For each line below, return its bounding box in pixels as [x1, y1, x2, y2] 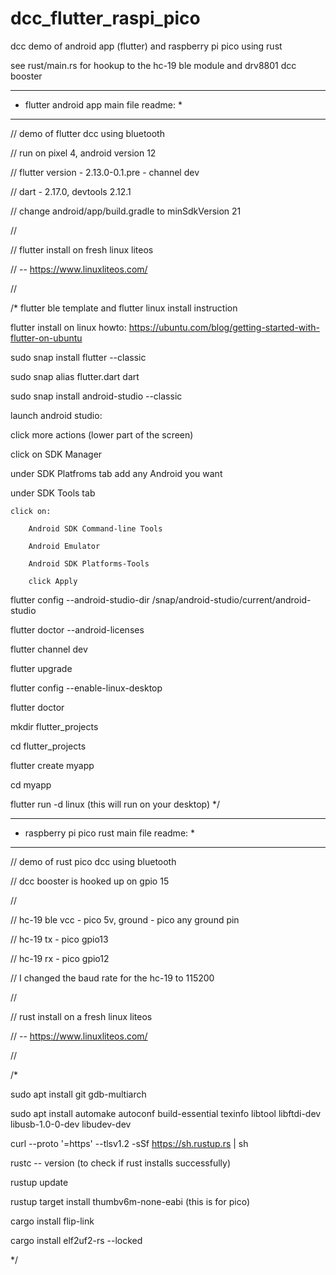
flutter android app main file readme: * [24, 98, 183, 111]
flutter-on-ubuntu [10, 332, 83, 344]
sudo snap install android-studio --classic [10, 390, 183, 402]
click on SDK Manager [10, 448, 103, 460]
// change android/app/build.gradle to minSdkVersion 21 [10, 205, 242, 217]
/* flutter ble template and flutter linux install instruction [10, 302, 238, 314]
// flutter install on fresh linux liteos [10, 243, 154, 256]
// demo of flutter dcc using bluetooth [10, 127, 165, 139]
